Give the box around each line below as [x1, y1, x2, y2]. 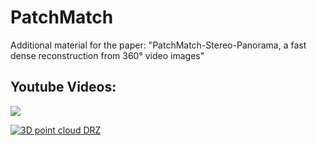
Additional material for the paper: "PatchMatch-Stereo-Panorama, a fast [10, 39, 307, 51]
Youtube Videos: [10, 79, 117, 96]
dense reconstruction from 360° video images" [10, 49, 205, 61]
